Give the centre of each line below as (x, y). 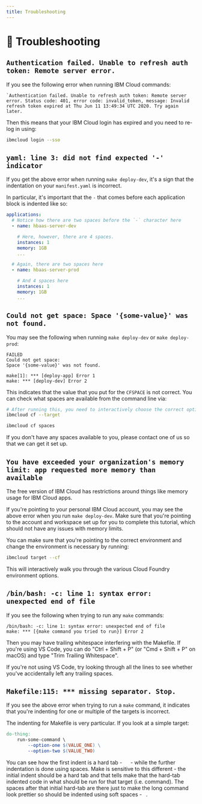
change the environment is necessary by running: (68, 546)
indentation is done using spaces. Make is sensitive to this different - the (96, 769)
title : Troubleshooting (36, 12)
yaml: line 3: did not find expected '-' (85, 158)
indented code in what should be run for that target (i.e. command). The (95, 781)
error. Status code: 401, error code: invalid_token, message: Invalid (98, 101)
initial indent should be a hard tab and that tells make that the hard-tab (93, 775)
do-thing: (19, 734)
